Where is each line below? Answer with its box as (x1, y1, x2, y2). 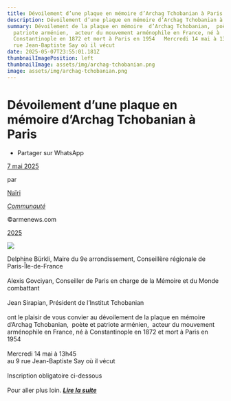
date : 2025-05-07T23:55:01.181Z (7, 49, 100, 56)
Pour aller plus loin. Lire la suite (7, 386, 97, 395)
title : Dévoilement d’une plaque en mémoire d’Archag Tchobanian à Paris (7, 10, 223, 17)
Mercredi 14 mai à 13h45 (7, 350, 77, 358)
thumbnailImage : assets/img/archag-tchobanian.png (7, 61, 155, 68)
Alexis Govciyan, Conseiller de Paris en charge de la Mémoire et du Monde (7, 277, 219, 285)
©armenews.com (7, 216, 57, 224)
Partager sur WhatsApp (16, 149, 85, 157)
